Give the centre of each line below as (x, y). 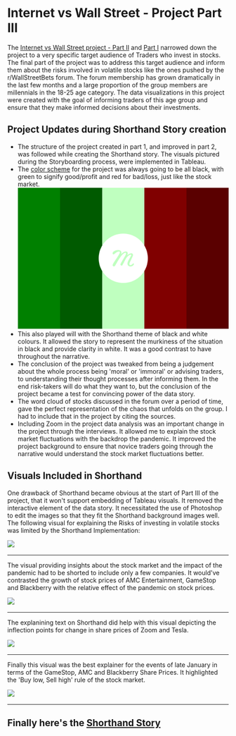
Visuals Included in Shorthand (75, 476)
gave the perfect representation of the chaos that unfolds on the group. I (122, 409)
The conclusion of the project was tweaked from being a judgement (116, 364)
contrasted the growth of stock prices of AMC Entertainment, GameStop (112, 580)
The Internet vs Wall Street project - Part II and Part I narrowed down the (112, 47)
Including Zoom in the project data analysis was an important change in (121, 424)
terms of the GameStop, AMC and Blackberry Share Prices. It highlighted (113, 672)
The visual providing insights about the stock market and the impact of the (115, 565)
